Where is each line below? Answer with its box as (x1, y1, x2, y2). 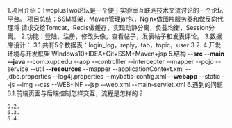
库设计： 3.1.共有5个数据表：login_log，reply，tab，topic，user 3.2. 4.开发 (7, 41, 221, 49)
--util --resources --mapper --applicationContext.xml (30, 65, 184, 73)
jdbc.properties (7, 72, 51, 80)
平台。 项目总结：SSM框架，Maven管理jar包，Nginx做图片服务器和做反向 (7, 15, 217, 23)
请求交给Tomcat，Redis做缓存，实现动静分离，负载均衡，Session (20, 24, 209, 31)
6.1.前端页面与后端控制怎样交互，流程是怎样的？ (7, 89, 144, 97)
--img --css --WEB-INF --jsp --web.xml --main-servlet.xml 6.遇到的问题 (16, 81, 224, 88)
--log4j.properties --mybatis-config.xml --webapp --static (52, 72, 221, 80)
